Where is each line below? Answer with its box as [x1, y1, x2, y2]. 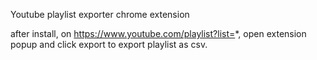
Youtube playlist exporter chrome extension [10, 9, 190, 20]
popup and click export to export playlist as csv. [10, 39, 208, 50]
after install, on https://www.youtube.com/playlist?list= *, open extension [10, 28, 307, 39]
